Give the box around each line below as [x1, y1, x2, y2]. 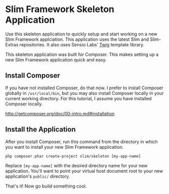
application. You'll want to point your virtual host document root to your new [5, 168, 163, 174]
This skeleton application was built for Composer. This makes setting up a [5, 51, 159, 57]
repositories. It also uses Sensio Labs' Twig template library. [19, 41, 145, 47]
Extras [5, 41, 19, 47]
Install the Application [5, 125, 76, 134]
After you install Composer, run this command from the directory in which [5, 139, 158, 145]
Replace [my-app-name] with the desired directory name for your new [5, 162, 148, 168]
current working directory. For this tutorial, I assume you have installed [5, 95, 152, 101]
